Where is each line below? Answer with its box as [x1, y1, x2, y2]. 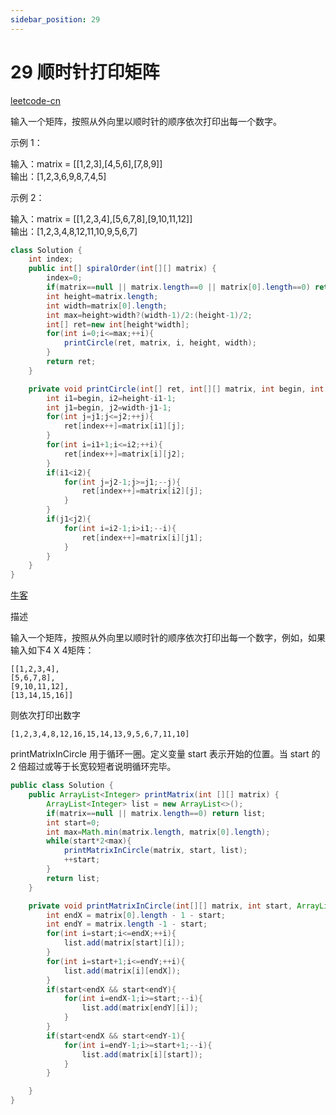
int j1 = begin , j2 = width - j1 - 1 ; [46, 402, 172, 413]
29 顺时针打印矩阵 [10, 61, 160, 83]
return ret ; [46, 357, 97, 367]
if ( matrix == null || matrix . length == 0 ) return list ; [46, 808, 267, 818]
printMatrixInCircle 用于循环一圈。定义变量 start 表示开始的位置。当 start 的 [10, 748, 321, 760]
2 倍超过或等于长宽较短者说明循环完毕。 [10, 761, 177, 773]
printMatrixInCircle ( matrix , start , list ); [63, 846, 248, 856]
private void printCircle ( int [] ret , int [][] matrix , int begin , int [28, 384, 325, 394]
